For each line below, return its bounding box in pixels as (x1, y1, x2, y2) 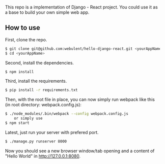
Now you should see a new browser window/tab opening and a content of (5, 148, 155, 154)
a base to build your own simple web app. (5, 9, 90, 15)
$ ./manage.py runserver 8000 (5, 139, 67, 144)
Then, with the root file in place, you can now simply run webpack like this (5, 97, 155, 102)
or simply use (14, 116, 43, 121)
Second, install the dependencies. (5, 60, 74, 66)
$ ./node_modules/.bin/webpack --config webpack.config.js (5, 111, 129, 116)
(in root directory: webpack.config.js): (5, 102, 82, 108)
